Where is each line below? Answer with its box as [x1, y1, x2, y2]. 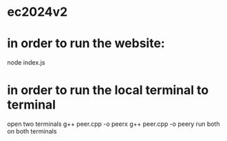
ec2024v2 [7, 4, 68, 20]
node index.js [7, 58, 45, 67]
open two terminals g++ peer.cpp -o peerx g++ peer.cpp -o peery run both [7, 120, 220, 128]
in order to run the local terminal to [7, 83, 209, 98]
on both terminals [7, 127, 57, 135]
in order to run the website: [7, 36, 165, 52]
